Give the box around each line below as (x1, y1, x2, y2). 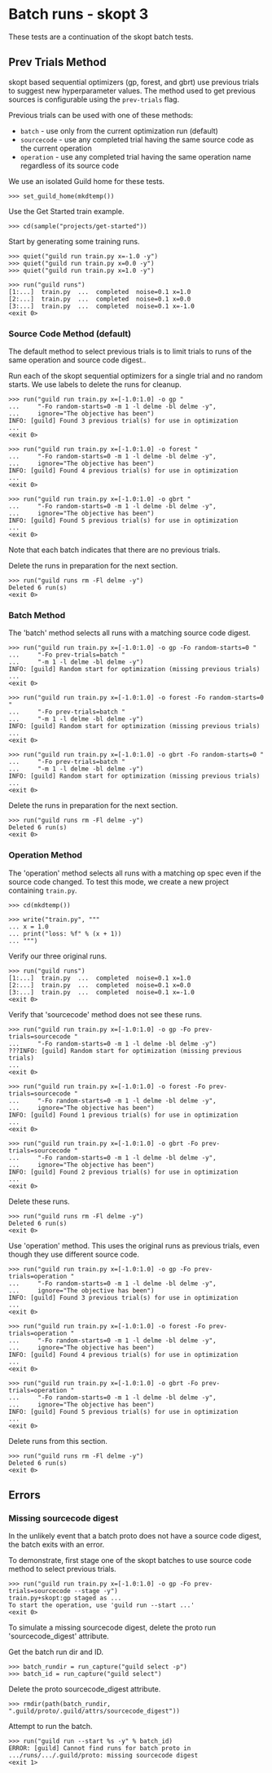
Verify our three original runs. (8, 950, 107, 961)
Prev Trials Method (8, 55, 107, 69)
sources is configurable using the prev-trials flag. (8, 94, 180, 104)
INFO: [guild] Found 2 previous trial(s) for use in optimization (8, 1168, 239, 1176)
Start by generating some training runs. (8, 236, 140, 246)
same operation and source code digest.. (8, 355, 147, 365)
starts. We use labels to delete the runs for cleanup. (8, 380, 182, 389)
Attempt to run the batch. (8, 1722, 93, 1731)
